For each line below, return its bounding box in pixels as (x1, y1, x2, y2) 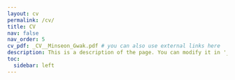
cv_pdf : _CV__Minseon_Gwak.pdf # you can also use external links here (7, 42, 220, 49)
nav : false (7, 29, 39, 37)
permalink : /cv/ (7, 17, 55, 24)
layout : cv (7, 10, 39, 17)
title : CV (7, 23, 36, 30)
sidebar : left (13, 62, 55, 69)
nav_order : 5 (7, 36, 45, 43)
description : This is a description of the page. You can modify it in (7, 49, 220, 56)
